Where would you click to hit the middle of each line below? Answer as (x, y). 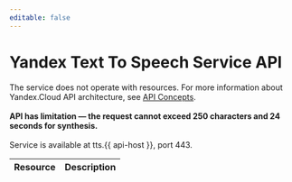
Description (90, 167)
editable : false (40, 18)
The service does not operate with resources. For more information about (146, 87)
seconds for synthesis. (53, 125)
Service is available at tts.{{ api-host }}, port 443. (101, 144)
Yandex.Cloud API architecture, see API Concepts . (103, 96)
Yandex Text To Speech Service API (146, 62)
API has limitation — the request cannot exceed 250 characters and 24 (145, 116)
